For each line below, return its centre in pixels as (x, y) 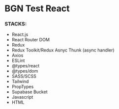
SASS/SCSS (24, 76)
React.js (20, 34)
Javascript (22, 97)
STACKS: (16, 24)
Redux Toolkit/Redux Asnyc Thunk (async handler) (63, 50)
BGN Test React (37, 9)
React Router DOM (31, 40)
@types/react (26, 66)
